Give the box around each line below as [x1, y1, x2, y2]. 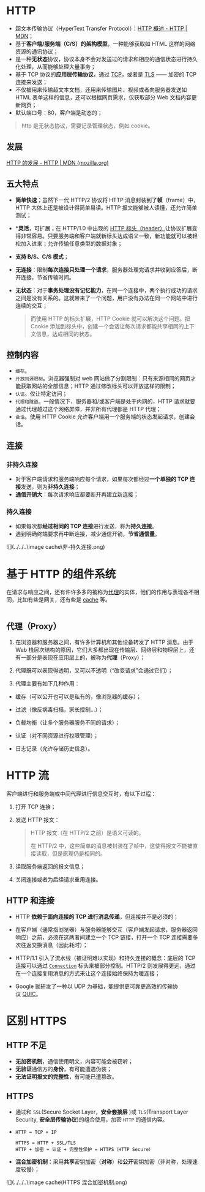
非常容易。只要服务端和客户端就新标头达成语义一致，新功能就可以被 [20, 232, 193, 240]
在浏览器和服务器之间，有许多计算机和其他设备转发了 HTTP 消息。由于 [15, 638, 194, 646]
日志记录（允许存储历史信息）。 [15, 745, 94, 752]
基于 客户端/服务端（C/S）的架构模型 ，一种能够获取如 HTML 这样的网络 [15, 40, 196, 47]
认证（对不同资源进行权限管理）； [15, 732, 99, 739]
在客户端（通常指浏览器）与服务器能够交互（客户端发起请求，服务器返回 [15, 926, 198, 933]
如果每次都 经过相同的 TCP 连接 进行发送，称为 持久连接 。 [15, 522, 158, 530]
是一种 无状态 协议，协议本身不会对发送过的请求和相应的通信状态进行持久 [15, 55, 198, 62]
